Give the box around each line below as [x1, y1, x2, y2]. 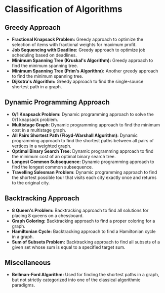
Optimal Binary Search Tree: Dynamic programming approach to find [11, 148, 154, 154]
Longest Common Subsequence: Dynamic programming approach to [11, 159, 154, 165]
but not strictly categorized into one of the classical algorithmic [11, 277, 141, 283]
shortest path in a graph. [11, 84, 62, 90]
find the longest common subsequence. [11, 164, 93, 170]
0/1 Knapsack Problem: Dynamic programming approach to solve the [11, 111, 154, 117]
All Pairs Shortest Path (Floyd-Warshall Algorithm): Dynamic [11, 132, 138, 138]
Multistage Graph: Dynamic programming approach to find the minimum [11, 121, 160, 127]
